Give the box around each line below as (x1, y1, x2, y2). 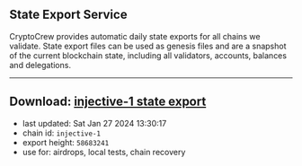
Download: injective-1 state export (9, 94, 207, 109)
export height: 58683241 (22, 136, 110, 147)
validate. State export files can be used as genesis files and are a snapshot (9, 40, 287, 51)
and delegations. (9, 59, 72, 70)
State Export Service (9, 7, 128, 22)
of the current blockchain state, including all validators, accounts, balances (9, 49, 288, 61)
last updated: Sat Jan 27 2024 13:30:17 (22, 118, 167, 128)
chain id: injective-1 (22, 127, 102, 138)
